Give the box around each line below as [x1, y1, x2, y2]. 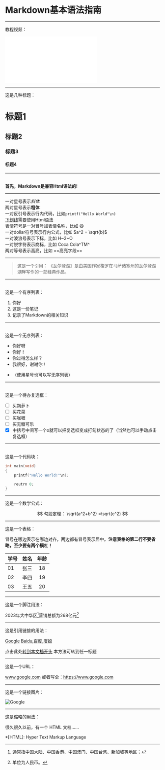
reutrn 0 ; [14, 482, 34, 487]
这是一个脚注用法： [5, 602, 44, 608]
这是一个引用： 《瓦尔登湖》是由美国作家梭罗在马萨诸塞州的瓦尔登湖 [17, 262, 156, 269]
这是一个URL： [5, 664, 35, 669]
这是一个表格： [5, 526, 35, 532]
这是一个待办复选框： [5, 392, 48, 398]
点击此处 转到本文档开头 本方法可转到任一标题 [5, 648, 97, 654]
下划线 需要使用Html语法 [5, 216, 54, 222]
